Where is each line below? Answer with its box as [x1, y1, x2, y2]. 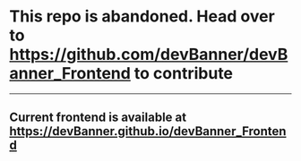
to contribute [133, 64, 234, 84]
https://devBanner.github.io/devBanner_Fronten [9, 123, 287, 140]
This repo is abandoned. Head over [9, 6, 275, 27]
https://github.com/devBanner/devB [9, 45, 288, 64]
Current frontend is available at [9, 110, 186, 125]
